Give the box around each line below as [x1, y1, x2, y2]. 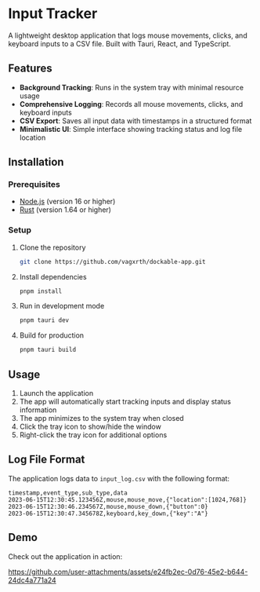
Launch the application [19, 389, 94, 398]
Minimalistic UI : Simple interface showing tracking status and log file [19, 124, 243, 133]
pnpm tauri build [19, 346, 77, 354]
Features [8, 62, 52, 75]
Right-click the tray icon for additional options [19, 430, 168, 440]
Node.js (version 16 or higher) [19, 197, 116, 206]
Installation [8, 155, 64, 169]
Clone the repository [19, 243, 86, 252]
